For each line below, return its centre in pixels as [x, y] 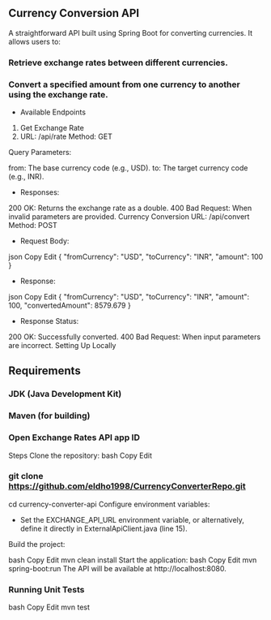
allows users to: [34, 41]
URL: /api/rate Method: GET [66, 136]
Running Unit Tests [47, 589]
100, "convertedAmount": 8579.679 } [70, 306]
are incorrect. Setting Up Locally [62, 346]
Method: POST [33, 226]
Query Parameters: [40, 153]
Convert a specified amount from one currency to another [124, 84]
